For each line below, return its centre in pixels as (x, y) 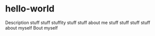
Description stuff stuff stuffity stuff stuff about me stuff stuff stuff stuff (78, 22)
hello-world (30, 9)
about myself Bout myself (32, 27)
